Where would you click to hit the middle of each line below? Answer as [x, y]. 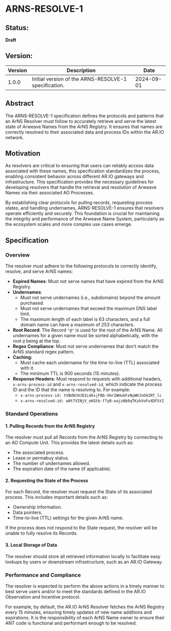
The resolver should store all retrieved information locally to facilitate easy [83, 556]
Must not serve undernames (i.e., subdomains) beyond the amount [90, 298]
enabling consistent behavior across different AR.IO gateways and [75, 176]
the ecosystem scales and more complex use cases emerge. [69, 224]
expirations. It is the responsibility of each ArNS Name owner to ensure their [85, 617]
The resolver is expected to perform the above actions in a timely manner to [85, 586]
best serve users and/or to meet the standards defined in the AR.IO [76, 591]
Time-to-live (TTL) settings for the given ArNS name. [68, 518]
